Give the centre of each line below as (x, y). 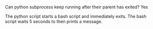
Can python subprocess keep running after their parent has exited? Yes (76, 7)
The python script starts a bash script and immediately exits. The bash (76, 16)
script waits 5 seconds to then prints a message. (54, 22)
